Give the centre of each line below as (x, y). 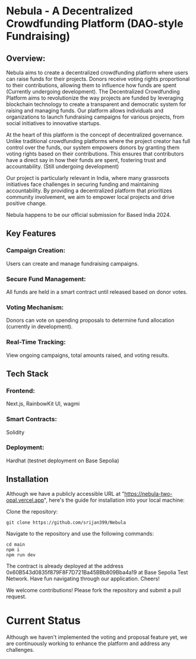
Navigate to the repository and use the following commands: (80, 533)
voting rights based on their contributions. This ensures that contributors (95, 154)
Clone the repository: (32, 511)
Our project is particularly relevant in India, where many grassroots (88, 178)
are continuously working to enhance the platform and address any (88, 643)
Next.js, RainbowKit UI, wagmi (43, 404)
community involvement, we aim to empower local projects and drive (90, 197)
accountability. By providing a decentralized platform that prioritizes (89, 191)
